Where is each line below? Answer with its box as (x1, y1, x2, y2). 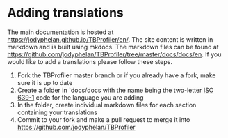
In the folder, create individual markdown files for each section (17, 100, 197, 109)
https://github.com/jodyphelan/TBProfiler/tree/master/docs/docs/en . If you (7, 50, 222, 59)
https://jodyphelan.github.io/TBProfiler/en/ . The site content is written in (7, 35, 213, 43)
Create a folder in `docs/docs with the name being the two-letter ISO (17, 86, 214, 94)
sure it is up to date (17, 78, 73, 86)
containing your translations (17, 108, 97, 116)
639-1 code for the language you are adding (17, 93, 144, 102)
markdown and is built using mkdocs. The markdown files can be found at (7, 43, 219, 51)
